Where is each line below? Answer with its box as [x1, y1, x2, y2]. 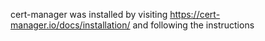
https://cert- [169, 9, 221, 20]
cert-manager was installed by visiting [10, 9, 168, 20]
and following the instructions [132, 19, 255, 31]
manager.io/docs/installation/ [10, 19, 131, 31]
